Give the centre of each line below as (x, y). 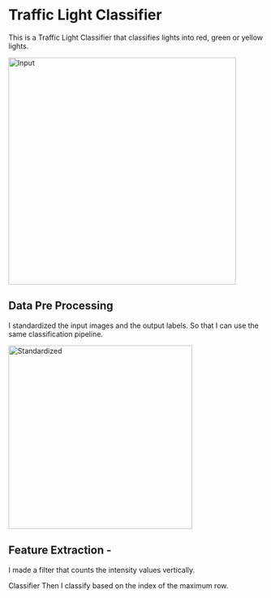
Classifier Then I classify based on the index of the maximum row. (118, 585)
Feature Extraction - (60, 551)
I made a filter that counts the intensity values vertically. (102, 570)
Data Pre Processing (61, 306)
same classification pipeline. (56, 333)
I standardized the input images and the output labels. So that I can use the (134, 325)
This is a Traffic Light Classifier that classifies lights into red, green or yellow (136, 37)
